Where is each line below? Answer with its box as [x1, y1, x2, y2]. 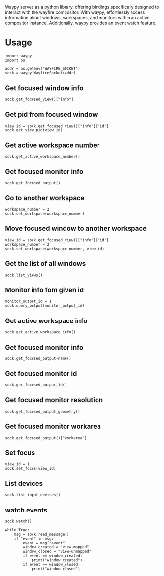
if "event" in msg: [14, 536, 54, 541]
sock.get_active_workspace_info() [5, 330, 76, 335]
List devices [5, 480, 43, 488]
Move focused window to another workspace [5, 224, 147, 233]
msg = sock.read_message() [14, 532, 69, 537]
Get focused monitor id [5, 369, 77, 378]
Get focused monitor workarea [5, 422, 101, 431]
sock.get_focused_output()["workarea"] [5, 435, 87, 440]
